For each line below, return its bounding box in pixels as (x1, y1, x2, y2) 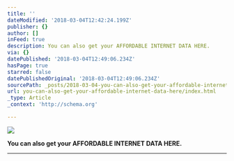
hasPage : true (7, 62, 49, 69)
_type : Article (7, 95, 52, 102)
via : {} (7, 49, 30, 56)
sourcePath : (7, 82, 42, 89)
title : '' (7, 10, 36, 17)
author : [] (7, 29, 39, 37)
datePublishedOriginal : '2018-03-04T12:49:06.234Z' (7, 75, 160, 82)
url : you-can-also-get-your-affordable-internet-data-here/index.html (7, 88, 217, 95)
